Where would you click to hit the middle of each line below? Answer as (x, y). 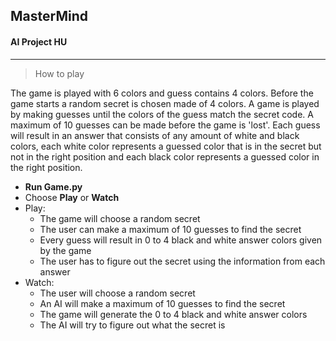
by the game (65, 250)
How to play (59, 73)
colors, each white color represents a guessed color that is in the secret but (166, 146)
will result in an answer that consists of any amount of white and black (155, 135)
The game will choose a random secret (120, 218)
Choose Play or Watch (72, 197)
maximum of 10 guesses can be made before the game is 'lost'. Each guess (165, 125)
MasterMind (49, 16)
